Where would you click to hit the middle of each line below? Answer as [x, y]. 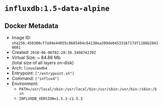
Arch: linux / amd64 [29, 68]
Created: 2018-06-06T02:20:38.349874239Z [54, 52]
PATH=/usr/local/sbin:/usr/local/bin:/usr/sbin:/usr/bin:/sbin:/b [88, 89]
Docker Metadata [31, 26]
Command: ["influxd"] [35, 78]
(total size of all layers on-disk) [43, 63]
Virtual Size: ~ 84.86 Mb [36, 57]
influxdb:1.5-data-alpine [57, 9]
